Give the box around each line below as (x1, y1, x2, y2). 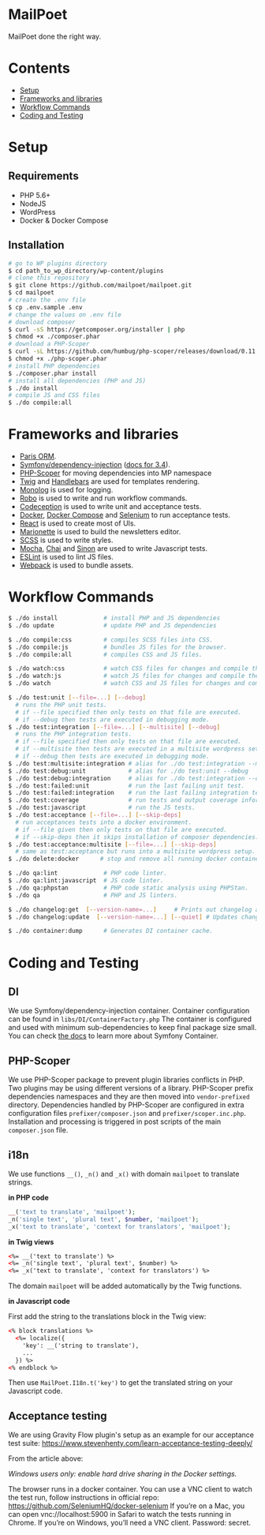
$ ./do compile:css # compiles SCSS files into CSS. (8, 635, 214, 644)
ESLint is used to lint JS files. (19, 552, 114, 562)
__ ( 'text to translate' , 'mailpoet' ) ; (8, 1207, 136, 1216)
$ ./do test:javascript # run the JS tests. (8, 803, 196, 812)
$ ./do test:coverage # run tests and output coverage (8, 796, 238, 804)
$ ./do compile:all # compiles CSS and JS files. (8, 650, 203, 658)
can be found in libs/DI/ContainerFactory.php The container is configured (8, 1014, 252, 1024)
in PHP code (8, 1192, 49, 1202)
